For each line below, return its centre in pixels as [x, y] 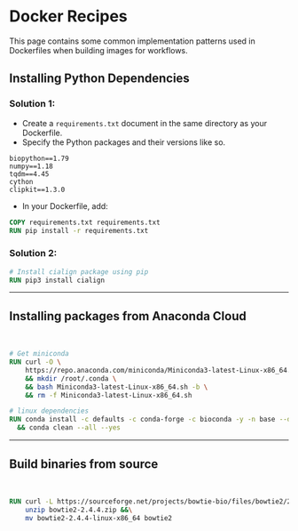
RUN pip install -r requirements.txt [79, 230]
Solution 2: [33, 253]
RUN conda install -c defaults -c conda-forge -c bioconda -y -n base [142, 420]
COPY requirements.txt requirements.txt [85, 222]
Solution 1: [32, 104]
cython [21, 181]
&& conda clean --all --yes [69, 428]
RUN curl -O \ [35, 362]
